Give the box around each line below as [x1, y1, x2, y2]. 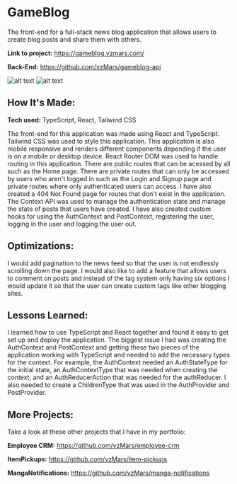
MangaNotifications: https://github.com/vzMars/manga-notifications [7, 468, 210, 478]
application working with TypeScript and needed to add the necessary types [7, 351, 231, 359]
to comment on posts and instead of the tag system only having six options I [7, 274, 230, 282]
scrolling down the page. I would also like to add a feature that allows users [7, 266, 226, 275]
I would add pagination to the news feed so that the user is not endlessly [7, 259, 219, 267]
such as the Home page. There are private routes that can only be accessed [7, 167, 229, 175]
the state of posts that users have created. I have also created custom [7, 204, 212, 213]
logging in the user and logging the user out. [7, 219, 137, 228]
